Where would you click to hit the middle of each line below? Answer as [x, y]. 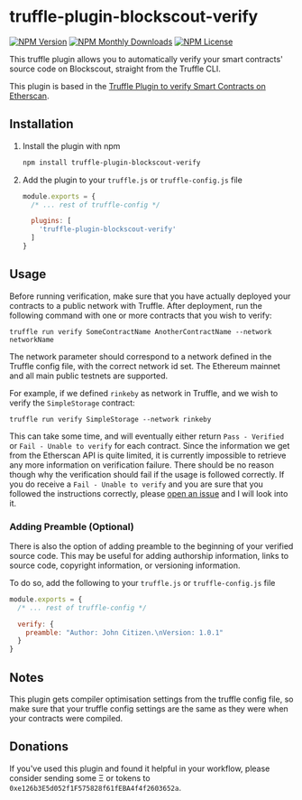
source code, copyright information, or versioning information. [125, 565]
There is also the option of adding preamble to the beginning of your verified [151, 546]
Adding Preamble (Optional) [72, 526]
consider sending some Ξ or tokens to [80, 777]
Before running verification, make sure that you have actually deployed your [150, 296]
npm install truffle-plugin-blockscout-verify [111, 163]
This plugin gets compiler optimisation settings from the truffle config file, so [151, 699]
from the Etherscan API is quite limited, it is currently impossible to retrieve [148, 455]
